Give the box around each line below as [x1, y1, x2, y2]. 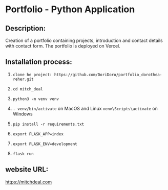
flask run [12, 151, 34, 156]
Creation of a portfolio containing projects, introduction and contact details [5, 37, 163, 43]
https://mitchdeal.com [5, 179, 52, 185]
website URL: [5, 165, 49, 174]
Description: [5, 24, 46, 33]
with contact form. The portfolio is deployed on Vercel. [5, 43, 120, 49]
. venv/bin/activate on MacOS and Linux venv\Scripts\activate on [12, 105, 158, 111]
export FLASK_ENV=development [12, 141, 78, 147]
